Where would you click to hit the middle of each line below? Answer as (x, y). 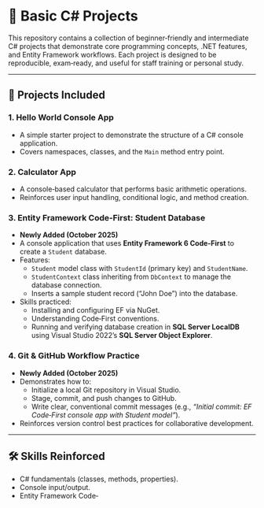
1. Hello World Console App (61, 117)
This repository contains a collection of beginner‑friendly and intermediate (128, 38)
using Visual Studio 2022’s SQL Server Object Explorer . (122, 336)
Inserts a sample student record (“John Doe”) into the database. (134, 294)
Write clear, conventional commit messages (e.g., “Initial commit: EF (141, 406)
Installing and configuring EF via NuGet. (95, 310)
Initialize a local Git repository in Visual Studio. (106, 390)
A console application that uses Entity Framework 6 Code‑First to (126, 243)
